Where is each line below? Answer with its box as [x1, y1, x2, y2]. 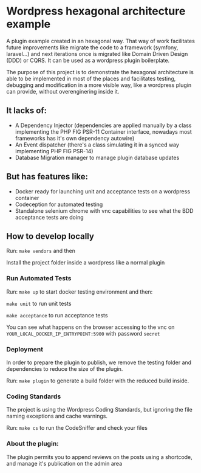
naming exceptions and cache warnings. [6, 412, 108, 420]
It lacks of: [6, 105, 47, 116]
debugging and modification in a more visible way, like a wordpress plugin [6, 81, 192, 89]
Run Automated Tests [6, 274, 72, 283]
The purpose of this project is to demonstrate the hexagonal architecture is [6, 68, 194, 75]
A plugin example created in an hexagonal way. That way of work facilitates [6, 37, 196, 44]
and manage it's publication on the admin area [6, 460, 123, 467]
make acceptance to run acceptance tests [6, 311, 108, 319]
